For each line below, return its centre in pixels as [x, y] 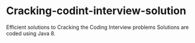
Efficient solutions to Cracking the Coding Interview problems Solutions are [97, 27]
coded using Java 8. [31, 33]
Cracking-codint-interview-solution [96, 11]
